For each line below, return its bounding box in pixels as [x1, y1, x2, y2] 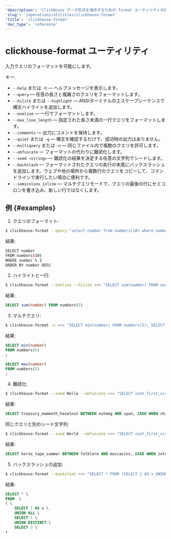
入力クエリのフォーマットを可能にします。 [5, 63, 94, 69]
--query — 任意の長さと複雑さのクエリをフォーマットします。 [12, 91, 142, 98]
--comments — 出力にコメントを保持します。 [12, 130, 105, 136]
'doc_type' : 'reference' [5, 21, 58, 27]
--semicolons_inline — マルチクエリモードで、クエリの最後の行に [12, 181, 153, 187]
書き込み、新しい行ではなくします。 [26, 187, 102, 193]
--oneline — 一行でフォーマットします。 [12, 110, 98, 116]
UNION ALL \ [14, 510, 40, 516]
